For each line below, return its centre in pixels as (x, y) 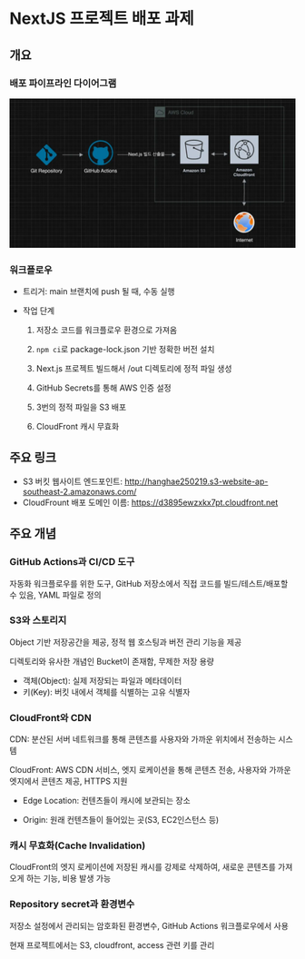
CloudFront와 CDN (51, 717)
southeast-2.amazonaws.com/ (79, 491)
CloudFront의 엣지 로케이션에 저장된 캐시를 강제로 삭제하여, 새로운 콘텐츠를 (143, 867)
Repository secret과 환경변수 (72, 905)
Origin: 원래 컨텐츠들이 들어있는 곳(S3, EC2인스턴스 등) (121, 820)
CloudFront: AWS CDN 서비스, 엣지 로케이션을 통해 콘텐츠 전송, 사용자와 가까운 (151, 770)
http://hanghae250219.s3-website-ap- (196, 481)
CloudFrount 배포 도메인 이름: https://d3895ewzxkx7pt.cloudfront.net (150, 502)
